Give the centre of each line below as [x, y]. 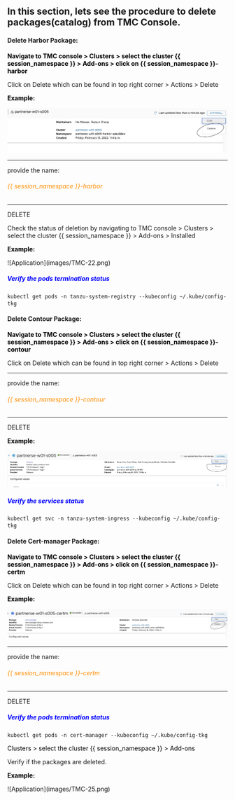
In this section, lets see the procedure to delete [112, 12]
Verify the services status [46, 501]
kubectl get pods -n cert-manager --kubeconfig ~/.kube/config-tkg [108, 735]
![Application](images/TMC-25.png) [59, 789]
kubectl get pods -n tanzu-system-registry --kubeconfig [92, 296]
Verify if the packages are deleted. [57, 761]
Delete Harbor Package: [43, 40]
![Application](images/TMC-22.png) [59, 263]
